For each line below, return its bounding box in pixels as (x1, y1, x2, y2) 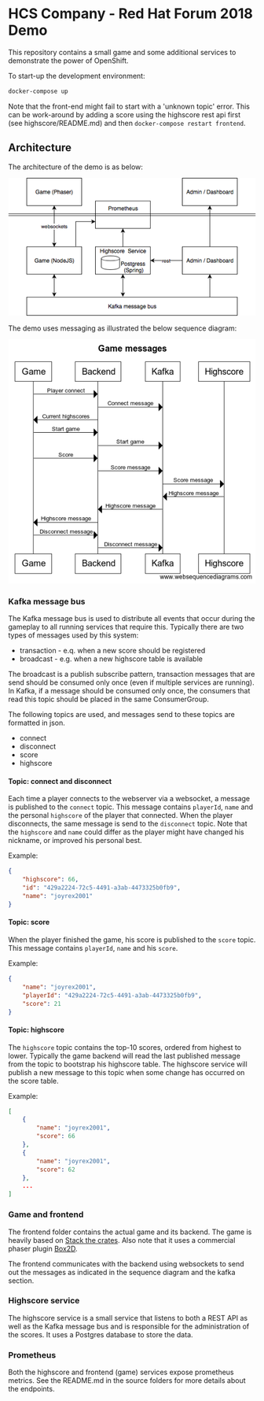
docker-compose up (8, 87, 68, 95)
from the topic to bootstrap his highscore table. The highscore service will (8, 1059, 247, 1069)
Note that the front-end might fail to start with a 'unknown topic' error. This (8, 102, 250, 111)
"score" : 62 (36, 1166, 76, 1174)
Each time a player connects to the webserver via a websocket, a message (8, 794, 251, 804)
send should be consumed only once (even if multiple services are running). (8, 678, 255, 687)
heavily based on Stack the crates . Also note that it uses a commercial (8, 1235, 236, 1244)
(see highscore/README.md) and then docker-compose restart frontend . (8, 118, 246, 128)
